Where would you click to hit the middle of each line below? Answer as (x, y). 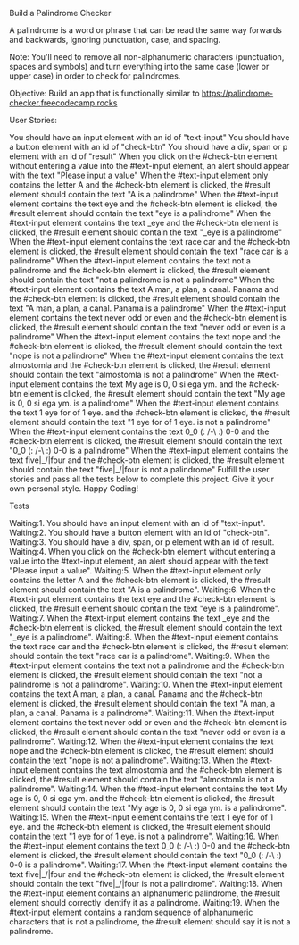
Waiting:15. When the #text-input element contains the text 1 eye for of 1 (141, 817)
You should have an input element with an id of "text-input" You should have (149, 137)
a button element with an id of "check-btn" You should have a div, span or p (149, 147)
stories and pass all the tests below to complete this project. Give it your (142, 479)
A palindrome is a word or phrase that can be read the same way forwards (146, 30)
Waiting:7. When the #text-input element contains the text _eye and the (139, 618)
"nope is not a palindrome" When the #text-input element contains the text (146, 355)
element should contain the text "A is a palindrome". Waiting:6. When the (143, 590)
